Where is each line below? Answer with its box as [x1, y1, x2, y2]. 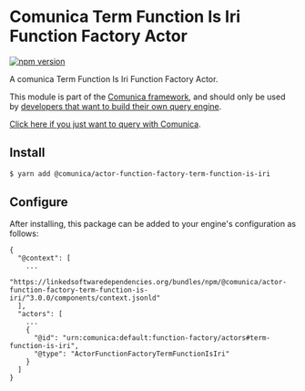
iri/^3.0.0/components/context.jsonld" [9, 293, 161, 303]
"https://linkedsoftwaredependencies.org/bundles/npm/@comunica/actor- [9, 278, 287, 287]
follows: [9, 228, 39, 239]
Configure [9, 194, 68, 211]
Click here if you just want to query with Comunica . [9, 118, 202, 129]
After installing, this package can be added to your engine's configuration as [9, 219, 297, 230]
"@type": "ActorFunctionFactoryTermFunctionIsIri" [33, 349, 230, 359]
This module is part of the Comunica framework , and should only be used [9, 91, 286, 102]
